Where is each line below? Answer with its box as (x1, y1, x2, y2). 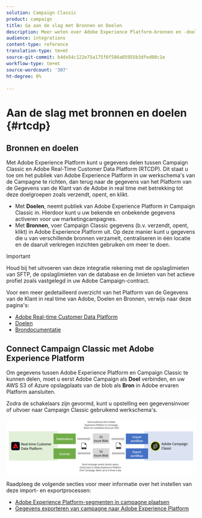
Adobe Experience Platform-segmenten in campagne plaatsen (14, 498, 170, 505)
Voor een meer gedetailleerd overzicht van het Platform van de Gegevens (6, 289, 188, 296)
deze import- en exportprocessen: (6, 487, 91, 494)
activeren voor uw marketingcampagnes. (14, 216, 117, 223)
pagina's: (6, 302, 29, 309)
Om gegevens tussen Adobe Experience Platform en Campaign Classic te (6, 369, 188, 376)
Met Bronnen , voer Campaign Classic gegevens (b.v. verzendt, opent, (14, 222, 189, 229)
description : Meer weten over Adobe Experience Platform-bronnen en (6, 29, 182, 35)
